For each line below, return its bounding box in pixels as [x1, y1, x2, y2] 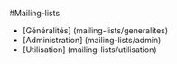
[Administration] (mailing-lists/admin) [22, 35, 162, 45]
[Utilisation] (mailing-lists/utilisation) [22, 44, 157, 55]
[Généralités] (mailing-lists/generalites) [22, 25, 169, 35]
